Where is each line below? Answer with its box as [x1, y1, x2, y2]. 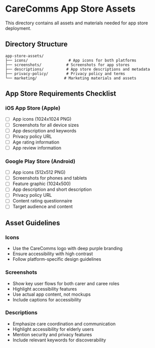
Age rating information [12, 139, 60, 145]
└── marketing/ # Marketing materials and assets [5, 76, 137, 81]
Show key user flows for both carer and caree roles [12, 280, 120, 287]
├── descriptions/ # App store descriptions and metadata [5, 66, 150, 72]
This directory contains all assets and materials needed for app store [5, 20, 148, 26]
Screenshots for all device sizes [12, 122, 79, 128]
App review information [12, 145, 62, 151]
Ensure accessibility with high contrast [12, 251, 93, 257]
